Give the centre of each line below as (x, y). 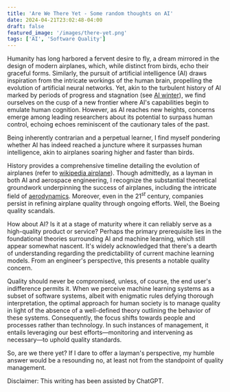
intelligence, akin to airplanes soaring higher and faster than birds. (101, 153)
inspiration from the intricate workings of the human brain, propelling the (110, 80)
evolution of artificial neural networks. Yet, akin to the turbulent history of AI (114, 88)
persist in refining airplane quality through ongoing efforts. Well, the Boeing (113, 203)
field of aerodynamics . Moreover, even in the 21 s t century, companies (105, 195)
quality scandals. (31, 210)
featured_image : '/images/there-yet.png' (67, 33)
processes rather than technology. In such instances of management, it (108, 325)
